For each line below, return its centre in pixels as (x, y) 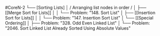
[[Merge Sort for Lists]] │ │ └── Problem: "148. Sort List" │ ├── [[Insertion (80, 13)
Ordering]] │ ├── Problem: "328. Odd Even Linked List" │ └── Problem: (78, 23)
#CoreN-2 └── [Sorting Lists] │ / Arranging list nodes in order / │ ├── (76, 8)
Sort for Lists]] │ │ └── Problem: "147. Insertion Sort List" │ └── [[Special (79, 18)
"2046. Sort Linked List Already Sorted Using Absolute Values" (68, 28)
